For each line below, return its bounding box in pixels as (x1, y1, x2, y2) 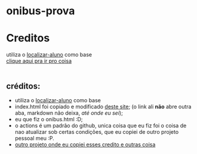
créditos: (6, 81, 41, 91)
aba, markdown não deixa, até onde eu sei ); (14, 109, 124, 117)
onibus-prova (6, 4, 75, 18)
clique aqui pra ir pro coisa (6, 58, 72, 65)
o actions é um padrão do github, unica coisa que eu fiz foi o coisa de (14, 122, 187, 129)
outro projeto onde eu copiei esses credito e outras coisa (14, 141, 156, 148)
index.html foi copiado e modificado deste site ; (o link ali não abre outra (14, 103, 192, 110)
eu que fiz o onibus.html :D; (14, 115, 83, 122)
